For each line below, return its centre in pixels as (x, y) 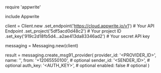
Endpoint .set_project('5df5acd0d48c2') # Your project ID (63, 31)
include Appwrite (22, 16)
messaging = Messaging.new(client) (42, 46)
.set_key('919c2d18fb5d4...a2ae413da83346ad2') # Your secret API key (78, 36)
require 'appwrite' (23, 7)
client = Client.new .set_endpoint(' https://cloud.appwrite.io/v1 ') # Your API (80, 26)
